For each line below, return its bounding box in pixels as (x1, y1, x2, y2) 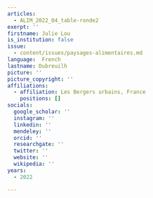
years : (7, 166, 27, 174)
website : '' (13, 154, 49, 161)
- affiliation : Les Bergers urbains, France (13, 88, 146, 95)
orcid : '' (13, 134, 42, 141)
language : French (7, 56, 61, 63)
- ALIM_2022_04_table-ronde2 (13, 17, 99, 24)
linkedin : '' (13, 121, 52, 128)
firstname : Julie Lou (7, 29, 71, 37)
